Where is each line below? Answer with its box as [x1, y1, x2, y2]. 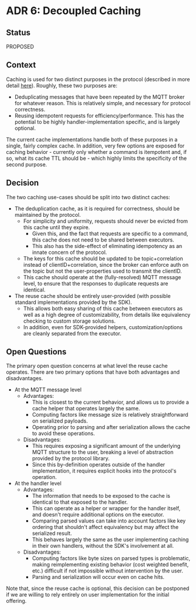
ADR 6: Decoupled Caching [6, 4, 142, 18]
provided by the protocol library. [32, 455, 110, 462]
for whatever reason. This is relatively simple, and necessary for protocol [14, 99, 191, 106]
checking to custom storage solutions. [23, 317, 116, 324]
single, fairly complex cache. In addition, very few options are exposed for [6, 142, 185, 149]
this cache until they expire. [23, 223, 90, 230]
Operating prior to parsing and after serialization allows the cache [32, 424, 191, 431]
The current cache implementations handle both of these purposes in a [6, 136, 178, 143]
